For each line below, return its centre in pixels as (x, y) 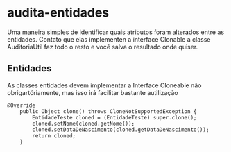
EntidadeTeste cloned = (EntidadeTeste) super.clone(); (114, 117)
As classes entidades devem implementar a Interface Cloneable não (104, 85)
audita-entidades (58, 13)
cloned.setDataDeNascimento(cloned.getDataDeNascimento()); (121, 130)
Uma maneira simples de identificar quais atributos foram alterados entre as (115, 32)
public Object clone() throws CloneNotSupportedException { (108, 111)
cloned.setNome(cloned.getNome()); (84, 124)
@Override (22, 105)
